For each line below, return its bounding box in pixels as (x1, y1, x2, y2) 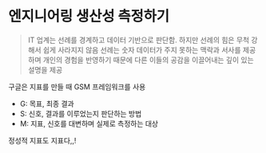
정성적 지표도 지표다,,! (8, 135, 77, 145)
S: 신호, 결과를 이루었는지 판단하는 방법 (19, 108, 142, 118)
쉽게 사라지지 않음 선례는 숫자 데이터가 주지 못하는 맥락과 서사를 (42, 45, 241, 54)
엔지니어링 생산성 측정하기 (8, 7, 170, 25)
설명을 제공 (27, 65, 63, 74)
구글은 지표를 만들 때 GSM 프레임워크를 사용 (8, 81, 146, 92)
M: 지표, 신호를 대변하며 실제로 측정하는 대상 (19, 119, 158, 128)
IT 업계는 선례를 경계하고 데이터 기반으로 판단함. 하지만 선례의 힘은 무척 (27, 35, 250, 45)
